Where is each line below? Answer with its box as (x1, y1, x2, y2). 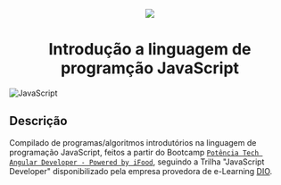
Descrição (9, 114, 68, 129)
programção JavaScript (61, 58, 239, 79)
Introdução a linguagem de (48, 39, 252, 60)
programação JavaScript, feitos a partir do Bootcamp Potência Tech (9, 147, 260, 157)
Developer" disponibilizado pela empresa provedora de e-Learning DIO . (9, 165, 273, 176)
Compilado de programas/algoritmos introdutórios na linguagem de (9, 137, 257, 147)
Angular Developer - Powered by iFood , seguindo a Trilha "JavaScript (9, 156, 265, 167)
